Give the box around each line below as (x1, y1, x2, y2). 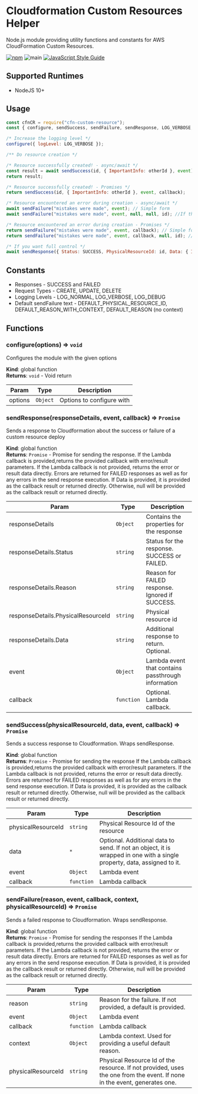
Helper (6, 17, 40, 30)
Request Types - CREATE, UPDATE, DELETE (14, 288, 122, 295)
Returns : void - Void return (6, 372, 72, 379)
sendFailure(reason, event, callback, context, (6, 896, 139, 904)
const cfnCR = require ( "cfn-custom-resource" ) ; (6, 119, 126, 125)
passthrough (146, 671, 181, 680)
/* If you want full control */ (6, 243, 85, 249)
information (146, 679, 178, 687)
